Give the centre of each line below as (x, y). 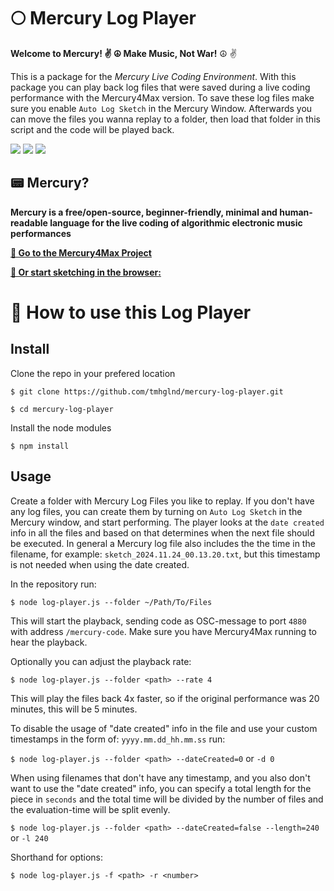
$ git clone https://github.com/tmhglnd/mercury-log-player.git (147, 391)
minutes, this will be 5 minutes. (74, 709)
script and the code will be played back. (92, 129)
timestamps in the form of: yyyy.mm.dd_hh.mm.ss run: (118, 739)
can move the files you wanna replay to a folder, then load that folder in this (165, 119)
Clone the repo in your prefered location (93, 373)
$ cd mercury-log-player (62, 409)
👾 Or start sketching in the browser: (86, 272)
